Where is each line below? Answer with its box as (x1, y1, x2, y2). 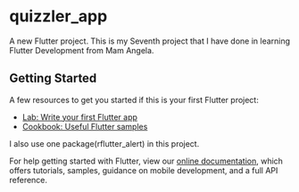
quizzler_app (9, 6, 108, 27)
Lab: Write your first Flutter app (21, 111, 138, 122)
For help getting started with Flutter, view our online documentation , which (9, 156, 284, 166)
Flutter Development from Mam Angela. (9, 44, 154, 55)
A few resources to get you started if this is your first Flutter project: (9, 94, 259, 105)
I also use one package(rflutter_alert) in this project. (9, 138, 200, 148)
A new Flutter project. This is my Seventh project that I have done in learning (9, 36, 291, 46)
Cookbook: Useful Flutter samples (21, 121, 148, 132)
